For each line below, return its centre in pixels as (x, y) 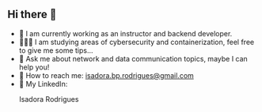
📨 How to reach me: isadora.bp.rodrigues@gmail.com (106, 75)
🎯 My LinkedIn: (43, 84)
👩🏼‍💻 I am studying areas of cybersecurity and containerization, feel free (137, 42)
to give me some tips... (56, 50)
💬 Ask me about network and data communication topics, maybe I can (133, 58)
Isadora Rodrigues (49, 99)
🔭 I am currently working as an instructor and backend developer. (125, 33)
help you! (34, 67)
